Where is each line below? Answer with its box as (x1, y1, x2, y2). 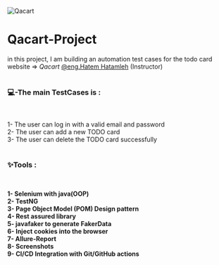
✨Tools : (7, 160, 37, 170)
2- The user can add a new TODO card (7, 127, 120, 136)
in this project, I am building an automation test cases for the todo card (7, 54, 213, 63)
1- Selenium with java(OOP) (7, 189, 89, 198)
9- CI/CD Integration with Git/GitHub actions (7, 249, 139, 258)
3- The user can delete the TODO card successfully (7, 135, 157, 143)
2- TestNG (7, 197, 39, 206)
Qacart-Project (7, 32, 97, 47)
